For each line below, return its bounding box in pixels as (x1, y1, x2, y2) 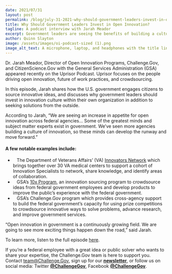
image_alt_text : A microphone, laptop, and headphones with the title (5, 46, 159, 51)
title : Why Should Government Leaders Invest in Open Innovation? (5, 22, 150, 27)
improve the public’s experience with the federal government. (12, 189, 142, 196)
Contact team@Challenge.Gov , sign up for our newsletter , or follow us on (5, 257, 161, 264)
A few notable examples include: (5, 145, 77, 152)
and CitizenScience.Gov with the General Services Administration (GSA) (5, 65, 157, 71)
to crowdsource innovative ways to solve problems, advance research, (12, 206, 162, 212)
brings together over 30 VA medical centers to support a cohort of (12, 162, 153, 168)
